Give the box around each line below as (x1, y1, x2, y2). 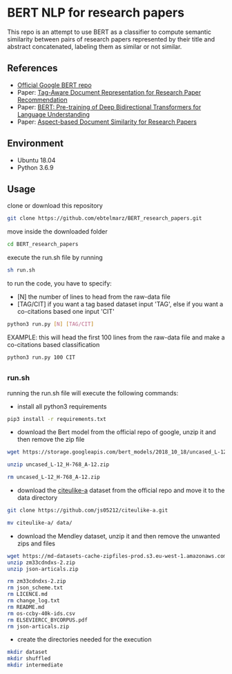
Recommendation (17, 95, 68, 104)
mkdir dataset (7, 648, 48, 656)
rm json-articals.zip (7, 623, 70, 630)
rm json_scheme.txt (7, 584, 64, 592)
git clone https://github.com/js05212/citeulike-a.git (7, 507, 168, 514)
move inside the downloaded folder (7, 227, 108, 236)
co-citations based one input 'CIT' (17, 308, 115, 315)
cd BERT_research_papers (7, 241, 79, 248)
